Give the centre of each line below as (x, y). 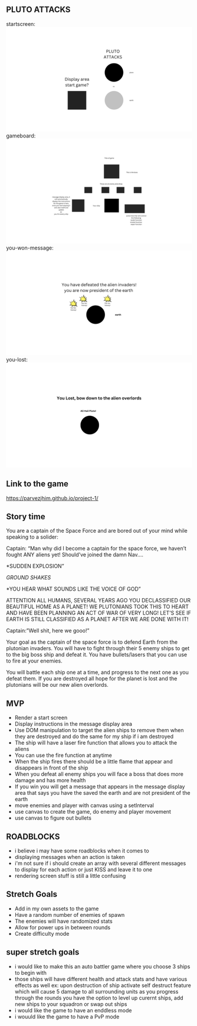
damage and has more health (50, 781)
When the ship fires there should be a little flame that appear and (93, 762)
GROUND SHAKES (29, 578)
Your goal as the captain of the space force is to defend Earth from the (92, 642)
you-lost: (17, 360)
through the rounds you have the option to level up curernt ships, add (99, 998)
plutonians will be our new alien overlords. (58, 685)
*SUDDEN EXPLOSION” (35, 566)
